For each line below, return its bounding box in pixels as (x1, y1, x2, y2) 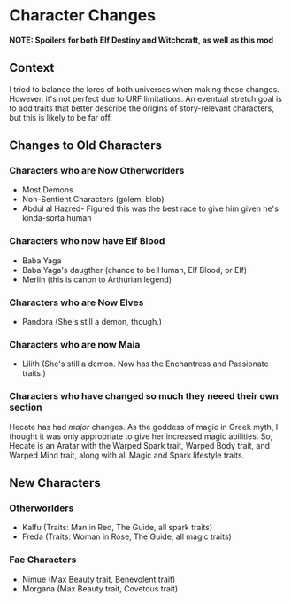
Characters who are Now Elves (9, 296, 144, 309)
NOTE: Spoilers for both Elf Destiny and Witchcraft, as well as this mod (9, 35, 274, 45)
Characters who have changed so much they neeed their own (9, 390, 279, 403)
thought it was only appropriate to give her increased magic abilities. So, (9, 431, 273, 442)
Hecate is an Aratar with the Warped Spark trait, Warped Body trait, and (9, 440, 271, 450)
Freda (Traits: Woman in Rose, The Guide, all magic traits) (21, 531, 232, 542)
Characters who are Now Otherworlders (9, 165, 185, 177)
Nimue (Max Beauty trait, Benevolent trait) (21, 574, 176, 584)
